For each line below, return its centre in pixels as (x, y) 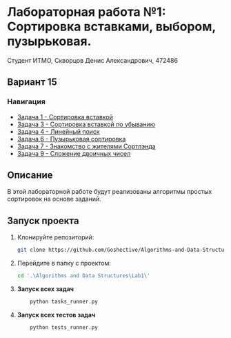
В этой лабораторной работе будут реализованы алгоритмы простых (110, 192)
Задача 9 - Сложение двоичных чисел (74, 153)
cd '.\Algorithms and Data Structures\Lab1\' (83, 276)
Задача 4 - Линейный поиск (58, 131)
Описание (30, 176)
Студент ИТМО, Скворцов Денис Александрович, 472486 (92, 60)
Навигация (27, 102)
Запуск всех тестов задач (56, 315)
